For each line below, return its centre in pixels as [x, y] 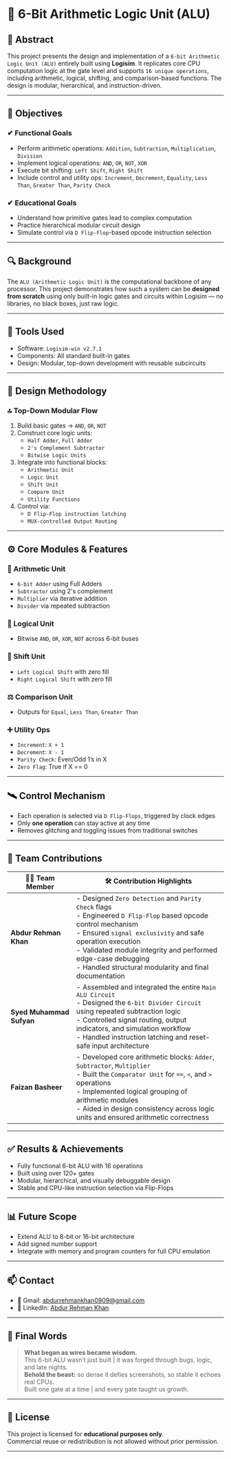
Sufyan [23, 1020]
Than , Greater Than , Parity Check [64, 185]
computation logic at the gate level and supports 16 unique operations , [108, 71]
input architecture [120, 1046]
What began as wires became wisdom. [80, 1353]
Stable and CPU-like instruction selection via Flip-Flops [95, 1188]
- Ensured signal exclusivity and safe [140, 933]
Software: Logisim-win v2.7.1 [59, 348]
